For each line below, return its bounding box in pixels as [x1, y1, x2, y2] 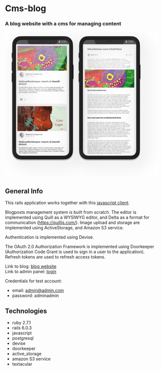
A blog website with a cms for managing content [5, 20, 121, 27]
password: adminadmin [12, 293, 59, 298]
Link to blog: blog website [5, 263, 57, 269]
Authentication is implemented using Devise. [5, 234, 94, 240]
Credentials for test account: [5, 278, 62, 284]
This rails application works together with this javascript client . [5, 200, 130, 206]
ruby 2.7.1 [12, 320, 31, 326]
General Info [5, 187, 43, 195]
